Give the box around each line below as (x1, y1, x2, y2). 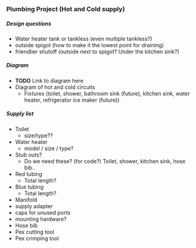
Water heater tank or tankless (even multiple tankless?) (15, 35, 152, 42)
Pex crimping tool (15, 235, 59, 242)
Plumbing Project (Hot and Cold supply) (6, 5, 125, 13)
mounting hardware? (15, 215, 67, 223)
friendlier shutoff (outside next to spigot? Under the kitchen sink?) (15, 48, 180, 55)
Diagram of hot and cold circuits (15, 83, 96, 91)
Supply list (6, 110, 34, 117)
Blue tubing (15, 183, 44, 191)
